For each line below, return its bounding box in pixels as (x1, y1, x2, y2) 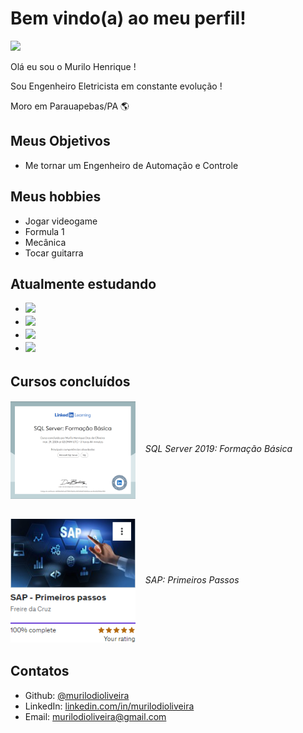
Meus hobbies (10, 188, 102, 206)
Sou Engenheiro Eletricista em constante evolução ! (10, 80, 223, 92)
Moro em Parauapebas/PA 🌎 (10, 100, 130, 112)
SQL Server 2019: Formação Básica (144, 443, 293, 455)
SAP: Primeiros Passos (144, 574, 240, 586)
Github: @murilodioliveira (24, 689, 130, 701)
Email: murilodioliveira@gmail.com (24, 710, 167, 722)
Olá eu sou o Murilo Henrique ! (10, 60, 137, 72)
